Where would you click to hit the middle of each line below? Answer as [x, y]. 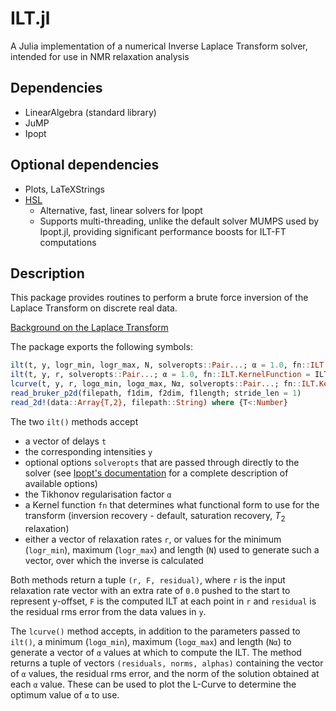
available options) [61, 483]
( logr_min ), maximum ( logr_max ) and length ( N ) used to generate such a [172, 549]
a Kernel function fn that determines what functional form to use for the [172, 504]
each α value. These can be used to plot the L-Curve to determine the [153, 684]
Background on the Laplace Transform [89, 328]
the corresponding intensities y [88, 451]
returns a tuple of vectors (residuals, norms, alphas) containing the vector [167, 663]
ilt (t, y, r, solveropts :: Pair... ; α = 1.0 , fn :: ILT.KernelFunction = [160, 375]
